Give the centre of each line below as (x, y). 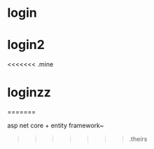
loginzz (29, 93)
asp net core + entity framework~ (56, 126)
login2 (26, 45)
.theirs (138, 139)
